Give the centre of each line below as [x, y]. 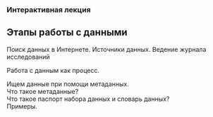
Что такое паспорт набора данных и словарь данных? [88, 99]
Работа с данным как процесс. [53, 70]
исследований [28, 57]
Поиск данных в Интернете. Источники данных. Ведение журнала [107, 49]
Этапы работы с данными [67, 33]
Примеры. [22, 106]
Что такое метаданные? [43, 91]
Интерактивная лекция [49, 10]
